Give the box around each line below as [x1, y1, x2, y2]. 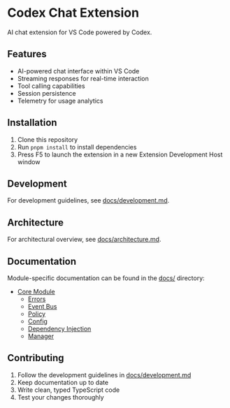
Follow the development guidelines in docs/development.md [17, 370, 192, 379]
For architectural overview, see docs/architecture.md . [7, 235, 161, 244]
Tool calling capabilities [17, 82, 85, 90]
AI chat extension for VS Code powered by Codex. [7, 28, 152, 36]
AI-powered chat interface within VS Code [17, 66, 140, 75]
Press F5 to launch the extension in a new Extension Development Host [17, 150, 223, 159]
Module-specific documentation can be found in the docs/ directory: [7, 274, 205, 282]
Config [27, 317, 48, 326]
